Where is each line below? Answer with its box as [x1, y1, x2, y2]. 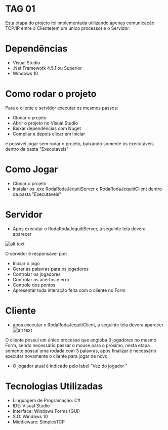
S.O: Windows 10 [12, 413, 48, 419]
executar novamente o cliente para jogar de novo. [5, 353, 109, 359]
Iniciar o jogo [12, 260, 40, 266]
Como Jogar [5, 164, 58, 175]
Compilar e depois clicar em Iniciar [12, 131, 85, 137]
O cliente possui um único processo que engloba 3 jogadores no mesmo [5, 337, 157, 343]
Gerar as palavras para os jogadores [12, 266, 89, 272]
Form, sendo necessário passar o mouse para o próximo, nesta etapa [5, 342, 150, 348]
